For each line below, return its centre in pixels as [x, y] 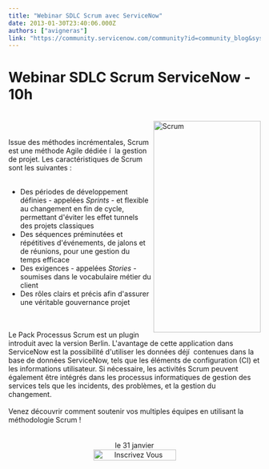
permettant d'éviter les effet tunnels [79, 218]
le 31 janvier [134, 446]
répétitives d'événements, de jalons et [82, 243]
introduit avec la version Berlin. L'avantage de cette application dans [121, 343]
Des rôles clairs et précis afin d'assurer [84, 294]
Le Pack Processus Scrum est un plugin [74, 335]
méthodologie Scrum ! [45, 420]
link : [17, 38]
